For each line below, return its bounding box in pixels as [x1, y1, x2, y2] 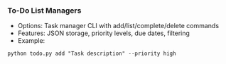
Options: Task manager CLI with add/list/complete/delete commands [17, 22, 219, 30]
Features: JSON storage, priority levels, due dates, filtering [17, 29, 190, 37]
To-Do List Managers [7, 6, 82, 15]
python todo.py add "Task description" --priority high [7, 50, 176, 58]
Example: [17, 37, 45, 45]
